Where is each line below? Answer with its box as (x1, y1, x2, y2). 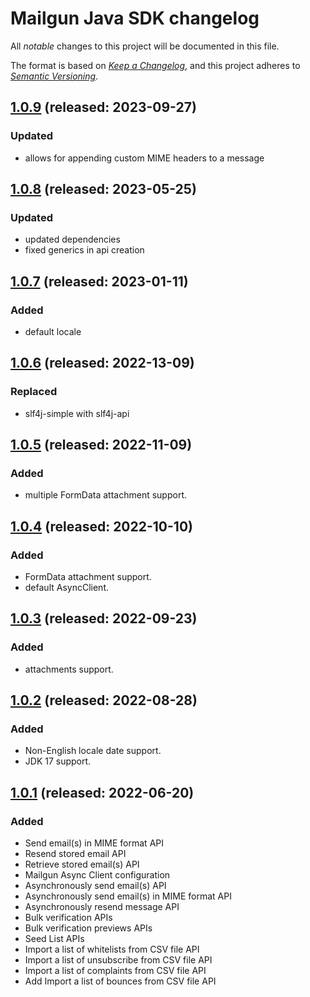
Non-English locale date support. (24, 745, 162, 757)
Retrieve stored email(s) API (24, 858, 140, 871)
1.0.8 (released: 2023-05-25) (10, 181, 197, 198)
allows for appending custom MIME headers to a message (24, 152, 265, 164)
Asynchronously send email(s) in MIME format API (24, 890, 232, 902)
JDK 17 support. (24, 755, 92, 767)
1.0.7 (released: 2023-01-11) (10, 273, 189, 290)
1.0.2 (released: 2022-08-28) (10, 692, 198, 709)
